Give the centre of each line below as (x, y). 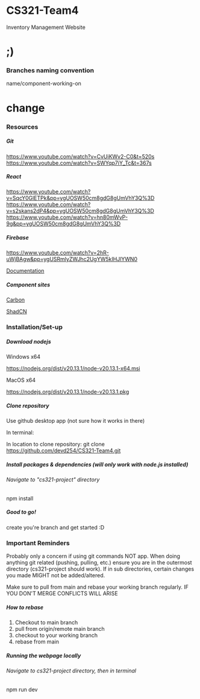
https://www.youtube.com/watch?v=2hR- (58, 253)
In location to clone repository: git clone (56, 444)
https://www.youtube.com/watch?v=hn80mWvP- (67, 217)
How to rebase (25, 607)
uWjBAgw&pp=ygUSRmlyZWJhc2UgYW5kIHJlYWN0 (72, 259)
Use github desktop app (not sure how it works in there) (76, 421)
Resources (22, 127)
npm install (20, 498)
